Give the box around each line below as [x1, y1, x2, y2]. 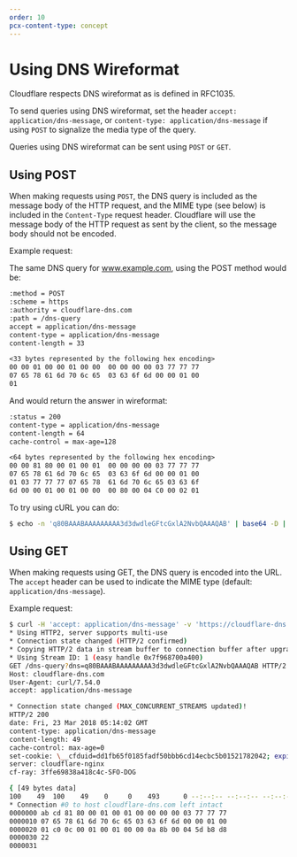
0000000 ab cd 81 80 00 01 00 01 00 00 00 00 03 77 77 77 [9, 808, 227, 817]
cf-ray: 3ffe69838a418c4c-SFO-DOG [9, 768, 137, 777]
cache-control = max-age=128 [9, 437, 117, 446]
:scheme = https [9, 297, 69, 306]
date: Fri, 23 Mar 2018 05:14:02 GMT [9, 719, 148, 728]
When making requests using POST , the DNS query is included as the [9, 191, 258, 202]
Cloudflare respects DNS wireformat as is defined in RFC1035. [9, 89, 236, 99]
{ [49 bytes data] [9, 784, 77, 793]
